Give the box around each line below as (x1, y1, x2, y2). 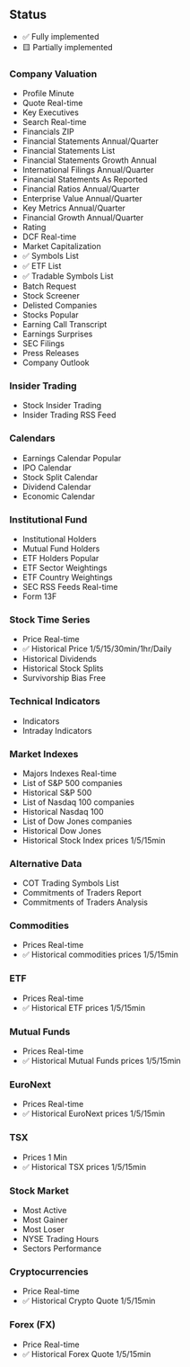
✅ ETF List (22, 261, 62, 272)
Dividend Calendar (22, 481, 91, 492)
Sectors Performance (22, 1243, 102, 1254)
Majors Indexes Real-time (22, 768, 117, 779)
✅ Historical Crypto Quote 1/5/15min (22, 1295, 156, 1307)
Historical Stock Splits (22, 663, 104, 674)
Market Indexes (9, 747, 79, 760)
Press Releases (22, 348, 80, 359)
